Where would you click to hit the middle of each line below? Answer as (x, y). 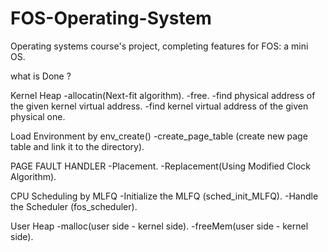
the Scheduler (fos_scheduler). (74, 206)
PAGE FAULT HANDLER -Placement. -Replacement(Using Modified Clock (160, 166)
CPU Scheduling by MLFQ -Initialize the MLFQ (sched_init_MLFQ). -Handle (164, 196)
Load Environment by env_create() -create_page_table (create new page (159, 136)
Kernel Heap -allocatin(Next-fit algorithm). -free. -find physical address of (163, 95)
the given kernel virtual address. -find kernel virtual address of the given (159, 106)
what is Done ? (41, 76)
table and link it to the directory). (77, 146)
